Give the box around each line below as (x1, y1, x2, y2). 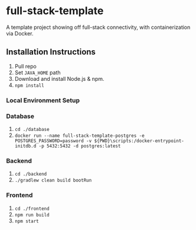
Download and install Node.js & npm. (14, 75, 104, 82)
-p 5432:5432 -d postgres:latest (38, 143, 121, 149)
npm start (14, 218, 40, 224)
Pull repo (14, 63, 37, 70)
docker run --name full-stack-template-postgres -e (14, 133, 145, 139)
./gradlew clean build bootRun (14, 178, 92, 183)
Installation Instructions (6, 47, 96, 57)
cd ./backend (14, 171, 47, 178)
